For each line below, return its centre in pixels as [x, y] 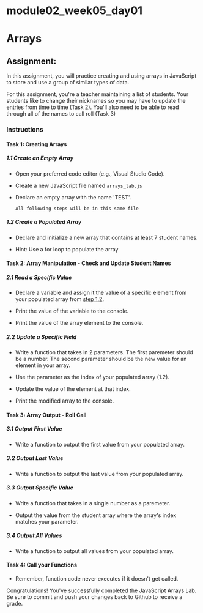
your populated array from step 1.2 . [60, 299]
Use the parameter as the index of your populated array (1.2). [92, 377]
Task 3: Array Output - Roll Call [46, 415]
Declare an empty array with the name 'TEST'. [73, 197]
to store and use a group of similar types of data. [68, 83]
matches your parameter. [47, 521]
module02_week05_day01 [74, 11]
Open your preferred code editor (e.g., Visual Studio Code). [90, 173]
